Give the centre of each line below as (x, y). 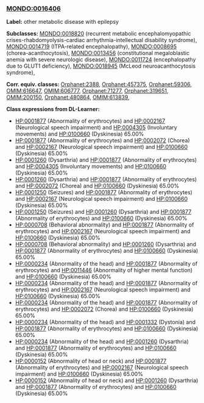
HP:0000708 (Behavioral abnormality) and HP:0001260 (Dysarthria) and (106, 244)
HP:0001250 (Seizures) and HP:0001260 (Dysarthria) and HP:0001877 (103, 212)
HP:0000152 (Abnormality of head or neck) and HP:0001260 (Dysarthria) (107, 380)
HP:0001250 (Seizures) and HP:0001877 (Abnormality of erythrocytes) (104, 192)
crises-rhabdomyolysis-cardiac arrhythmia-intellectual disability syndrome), (102, 40)
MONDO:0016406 (33, 9)
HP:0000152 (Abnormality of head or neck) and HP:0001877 (91, 361)
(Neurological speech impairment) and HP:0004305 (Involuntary (96, 128)
